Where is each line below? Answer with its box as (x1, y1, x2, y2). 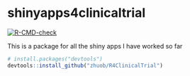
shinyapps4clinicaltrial (7, 5, 146, 21)
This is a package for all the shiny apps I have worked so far (7, 42, 183, 50)
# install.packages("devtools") (7, 55, 103, 63)
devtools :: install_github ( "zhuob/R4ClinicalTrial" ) (7, 62, 163, 69)
